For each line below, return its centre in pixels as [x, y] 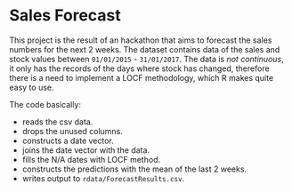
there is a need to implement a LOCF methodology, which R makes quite [142, 77]
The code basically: [45, 104]
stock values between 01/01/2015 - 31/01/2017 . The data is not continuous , [147, 59]
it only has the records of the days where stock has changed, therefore [139, 68]
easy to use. [32, 87]
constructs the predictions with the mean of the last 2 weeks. [134, 169]
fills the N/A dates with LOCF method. [91, 159]
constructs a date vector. [68, 140]
